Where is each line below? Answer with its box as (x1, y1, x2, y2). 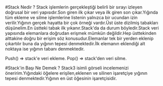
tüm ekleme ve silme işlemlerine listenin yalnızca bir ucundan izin (5, 15, 138, 20)
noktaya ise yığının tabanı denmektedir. (5, 46, 85, 52)
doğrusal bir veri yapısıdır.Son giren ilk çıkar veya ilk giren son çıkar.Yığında (5, 9, 158, 15)
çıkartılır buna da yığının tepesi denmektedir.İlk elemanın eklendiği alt (5, 41, 146, 46)
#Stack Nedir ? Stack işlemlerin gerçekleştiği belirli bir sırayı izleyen (5, 4, 142, 10)
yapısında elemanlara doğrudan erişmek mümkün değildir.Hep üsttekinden (5, 30, 157, 36)
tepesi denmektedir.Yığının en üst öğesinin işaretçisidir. (5, 76, 117, 81)
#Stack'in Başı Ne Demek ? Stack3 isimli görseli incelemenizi (5, 65, 129, 71)
